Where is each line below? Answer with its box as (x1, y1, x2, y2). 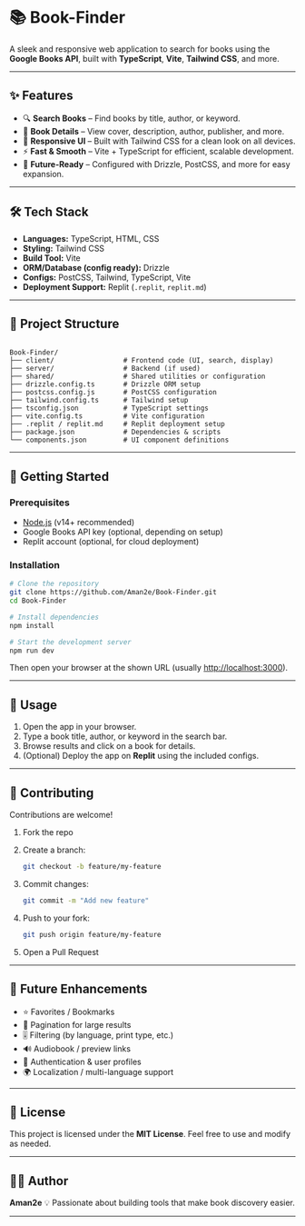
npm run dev (9, 646, 54, 655)
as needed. (9, 1138, 52, 1150)
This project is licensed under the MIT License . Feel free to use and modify (9, 1129, 291, 1140)
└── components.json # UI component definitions (9, 435, 230, 445)
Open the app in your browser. (22, 722, 137, 733)
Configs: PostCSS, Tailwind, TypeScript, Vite (22, 272, 192, 283)
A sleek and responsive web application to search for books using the (9, 43, 271, 55)
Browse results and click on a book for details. (22, 741, 196, 752)
